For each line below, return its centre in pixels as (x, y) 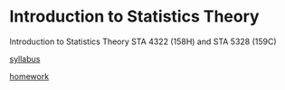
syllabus (25, 58)
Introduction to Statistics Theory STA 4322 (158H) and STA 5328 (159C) (143, 41)
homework (29, 76)
